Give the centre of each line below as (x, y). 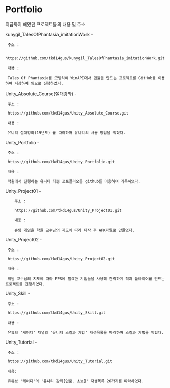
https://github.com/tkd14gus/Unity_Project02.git (61, 259)
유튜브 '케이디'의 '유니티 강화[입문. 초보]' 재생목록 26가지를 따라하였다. (76, 381)
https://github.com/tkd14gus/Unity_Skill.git (56, 313)
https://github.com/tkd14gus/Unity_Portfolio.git (61, 162)
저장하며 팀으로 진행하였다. (39, 83)
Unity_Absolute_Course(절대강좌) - (41, 94)
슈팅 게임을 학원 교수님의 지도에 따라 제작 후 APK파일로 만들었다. (75, 230)
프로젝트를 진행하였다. (25, 284)
